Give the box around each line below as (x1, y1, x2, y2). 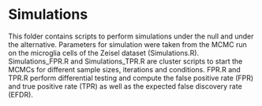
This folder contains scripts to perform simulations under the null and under (8, 31, 254, 41)
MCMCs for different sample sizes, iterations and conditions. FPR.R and (8, 64, 241, 74)
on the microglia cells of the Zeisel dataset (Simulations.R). (8, 48, 200, 57)
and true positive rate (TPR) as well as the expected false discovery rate (8, 81, 242, 91)
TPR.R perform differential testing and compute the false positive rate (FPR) (8, 73, 254, 82)
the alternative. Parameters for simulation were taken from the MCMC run (8, 39, 247, 49)
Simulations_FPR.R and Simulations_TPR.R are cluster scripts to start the (8, 57, 243, 66)
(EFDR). (8, 90, 34, 99)
